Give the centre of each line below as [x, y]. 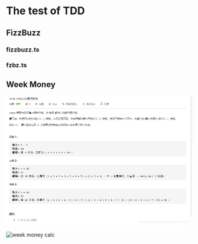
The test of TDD [46, 11]
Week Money [31, 84]
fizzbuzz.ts [23, 50]
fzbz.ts [17, 65]
